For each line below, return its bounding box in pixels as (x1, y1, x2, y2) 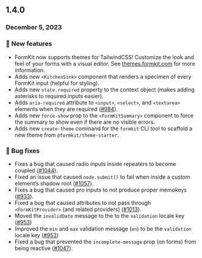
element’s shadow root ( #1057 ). (14, 179, 94, 187)
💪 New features (5, 40, 52, 48)
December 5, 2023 (5, 23, 62, 32)
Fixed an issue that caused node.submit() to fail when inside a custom (14, 173, 190, 181)
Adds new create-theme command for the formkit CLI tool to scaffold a (14, 124, 193, 132)
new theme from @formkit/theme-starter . (14, 131, 119, 138)
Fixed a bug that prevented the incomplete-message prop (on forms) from (14, 238, 197, 245)
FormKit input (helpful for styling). (14, 79, 100, 87)
